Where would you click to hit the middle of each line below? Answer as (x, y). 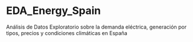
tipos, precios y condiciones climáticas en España (67, 33)
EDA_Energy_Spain (54, 11)
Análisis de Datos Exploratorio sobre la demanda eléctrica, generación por (97, 27)
